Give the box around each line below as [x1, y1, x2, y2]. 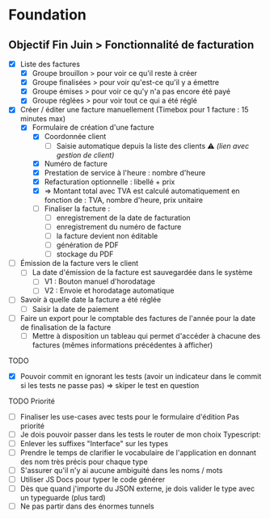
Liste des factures [19, 59, 81, 69]
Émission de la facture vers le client [19, 259, 139, 268]
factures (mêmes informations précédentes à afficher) [32, 340, 213, 349]
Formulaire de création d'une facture [32, 123, 155, 133]
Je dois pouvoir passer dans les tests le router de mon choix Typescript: [19, 429, 261, 439]
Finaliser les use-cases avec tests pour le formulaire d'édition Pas [19, 411, 240, 421]
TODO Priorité [8, 396, 55, 406]
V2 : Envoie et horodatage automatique [44, 285, 175, 296]
